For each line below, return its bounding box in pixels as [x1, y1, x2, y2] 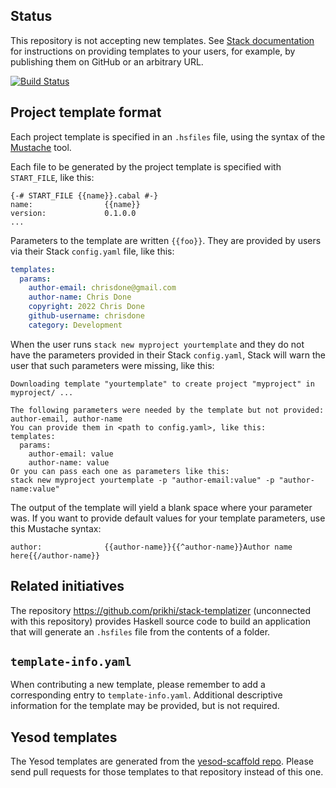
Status [10, 8, 53, 25]
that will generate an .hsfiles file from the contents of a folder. [10, 625, 271, 638]
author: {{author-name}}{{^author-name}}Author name [10, 542, 293, 552]
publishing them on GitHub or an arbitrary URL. [10, 55, 204, 68]
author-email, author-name [10, 414, 123, 424]
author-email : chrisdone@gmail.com [28, 283, 177, 293]
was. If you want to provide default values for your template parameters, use [10, 512, 326, 524]
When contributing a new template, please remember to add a [10, 679, 266, 691]
